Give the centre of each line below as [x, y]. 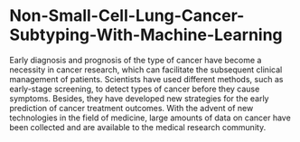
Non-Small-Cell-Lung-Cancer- [127, 16]
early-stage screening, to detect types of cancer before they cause [135, 89]
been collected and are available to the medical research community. [138, 127]
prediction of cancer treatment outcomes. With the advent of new [131, 108]
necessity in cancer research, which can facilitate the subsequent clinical [146, 70]
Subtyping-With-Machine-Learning [146, 35]
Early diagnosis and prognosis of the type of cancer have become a [136, 60]
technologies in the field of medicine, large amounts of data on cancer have [150, 118]
